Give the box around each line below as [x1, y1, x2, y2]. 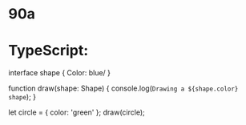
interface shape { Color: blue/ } [8, 68, 111, 78]
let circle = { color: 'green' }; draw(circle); [8, 107, 146, 117]
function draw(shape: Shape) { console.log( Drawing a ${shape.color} [8, 83, 239, 93]
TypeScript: [8, 42, 89, 60]
